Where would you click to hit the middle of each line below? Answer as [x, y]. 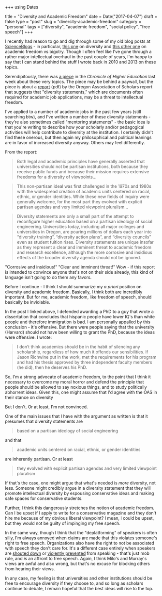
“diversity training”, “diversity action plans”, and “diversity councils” [84, 237]
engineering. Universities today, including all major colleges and [80, 227]
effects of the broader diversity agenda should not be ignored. [79, 257]
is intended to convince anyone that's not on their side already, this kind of [79, 272]
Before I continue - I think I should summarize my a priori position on [73, 287]
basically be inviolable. [28, 302]
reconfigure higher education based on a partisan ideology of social [84, 221]
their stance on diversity [29, 397]
